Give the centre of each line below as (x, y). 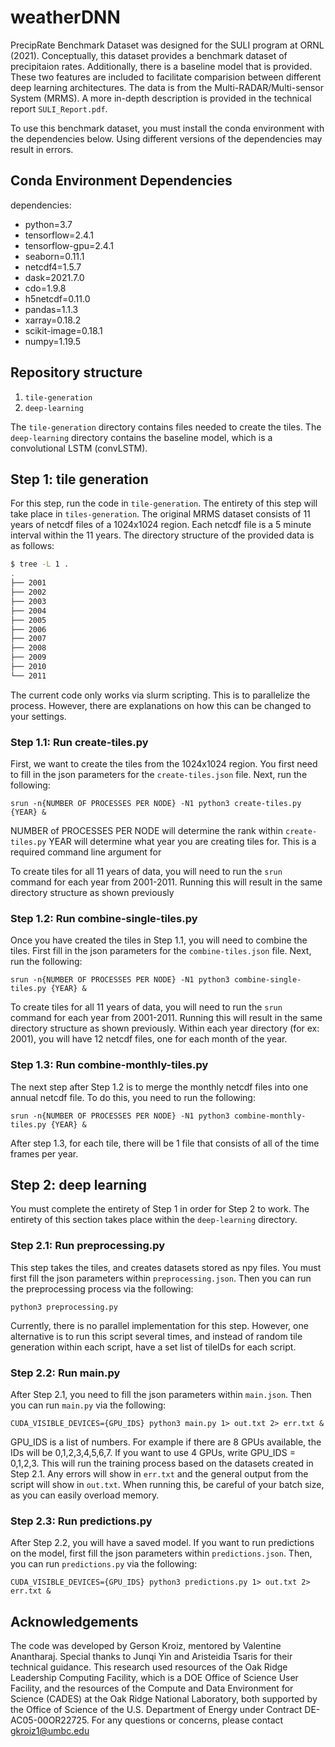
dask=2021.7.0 (54, 277)
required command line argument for (86, 852)
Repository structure (76, 372)
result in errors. (42, 149)
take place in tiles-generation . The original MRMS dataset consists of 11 (160, 514)
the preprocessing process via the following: (102, 1288)
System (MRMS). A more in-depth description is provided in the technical (161, 98)
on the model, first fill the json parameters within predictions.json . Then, (161, 1553)
